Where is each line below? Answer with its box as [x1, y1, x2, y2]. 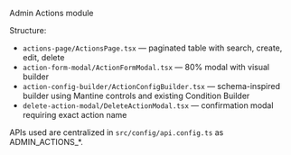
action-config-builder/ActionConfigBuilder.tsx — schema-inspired [22, 81, 281, 91]
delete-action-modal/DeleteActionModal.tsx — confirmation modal [22, 100, 274, 111]
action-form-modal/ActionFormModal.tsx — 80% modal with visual [22, 62, 269, 72]
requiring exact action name [22, 110, 127, 120]
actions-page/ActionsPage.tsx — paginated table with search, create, [22, 42, 283, 53]
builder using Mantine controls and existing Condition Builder [22, 90, 250, 101]
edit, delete [22, 52, 65, 62]
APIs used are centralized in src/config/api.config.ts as [9, 127, 224, 138]
